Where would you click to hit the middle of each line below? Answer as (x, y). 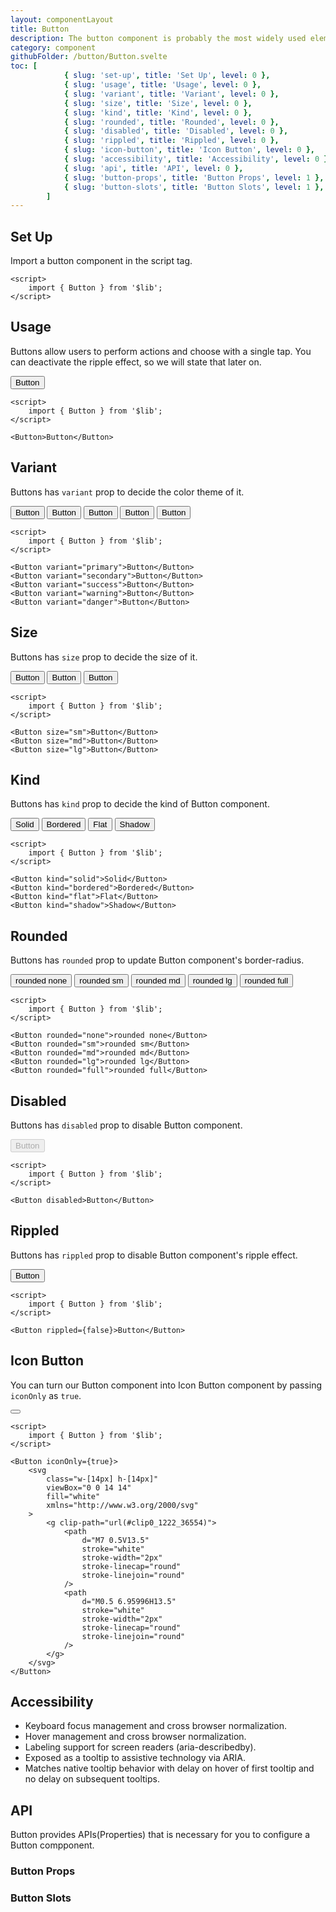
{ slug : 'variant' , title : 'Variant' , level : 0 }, (171, 94)
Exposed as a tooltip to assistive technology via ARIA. (135, 1758)
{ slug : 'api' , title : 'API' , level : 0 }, (153, 168)
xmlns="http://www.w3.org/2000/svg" (122, 1505)
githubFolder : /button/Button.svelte (89, 57)
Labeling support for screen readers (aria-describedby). (140, 1747)
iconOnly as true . (46, 1395)
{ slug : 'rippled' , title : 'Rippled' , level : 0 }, (171, 141)
